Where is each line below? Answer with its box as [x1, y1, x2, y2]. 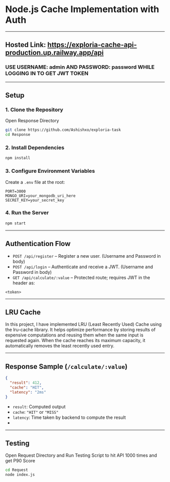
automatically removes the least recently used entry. [5, 343, 115, 349]
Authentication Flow [5, 239, 71, 248]
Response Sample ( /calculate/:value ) [5, 362, 128, 371]
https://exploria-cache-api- [47, 40, 137, 49]
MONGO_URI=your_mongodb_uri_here [5, 193, 76, 198]
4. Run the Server [5, 209, 49, 216]
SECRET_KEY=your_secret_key [5, 198, 65, 203]
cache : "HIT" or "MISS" [12, 409, 59, 415]
